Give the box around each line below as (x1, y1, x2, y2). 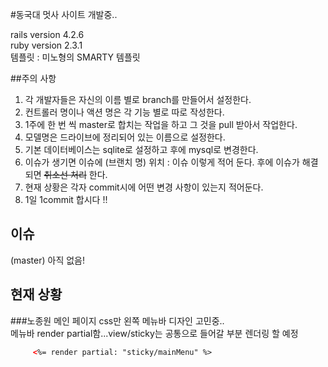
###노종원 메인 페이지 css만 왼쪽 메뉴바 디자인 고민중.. (10, 314, 225, 327)
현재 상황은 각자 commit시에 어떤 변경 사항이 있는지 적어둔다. (24, 181, 264, 193)
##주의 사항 (10, 73, 57, 84)
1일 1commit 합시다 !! (24, 194, 108, 205)
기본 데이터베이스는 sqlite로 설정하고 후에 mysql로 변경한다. (24, 144, 259, 155)
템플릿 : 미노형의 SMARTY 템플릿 (10, 51, 141, 63)
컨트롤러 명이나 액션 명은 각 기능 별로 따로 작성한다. (24, 106, 225, 118)
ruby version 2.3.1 (10, 39, 83, 51)
